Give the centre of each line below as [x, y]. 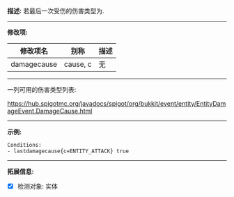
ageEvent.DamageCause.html [50, 111]
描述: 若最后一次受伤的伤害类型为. [56, 11]
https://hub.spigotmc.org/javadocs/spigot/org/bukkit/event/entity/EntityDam [117, 103]
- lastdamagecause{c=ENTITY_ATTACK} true [68, 151]
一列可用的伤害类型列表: [42, 89]
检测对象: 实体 [37, 186]
